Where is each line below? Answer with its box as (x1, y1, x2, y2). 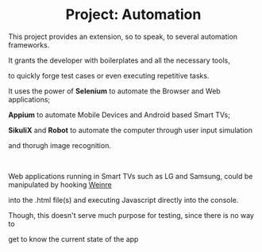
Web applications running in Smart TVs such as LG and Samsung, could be (8, 171, 253, 181)
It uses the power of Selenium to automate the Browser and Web (8, 86, 221, 96)
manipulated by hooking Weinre (8, 180, 113, 189)
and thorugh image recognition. (8, 140, 111, 150)
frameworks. (8, 40, 50, 49)
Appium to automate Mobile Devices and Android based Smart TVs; (8, 109, 230, 120)
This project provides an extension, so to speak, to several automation (8, 32, 238, 41)
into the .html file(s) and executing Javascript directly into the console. (8, 195, 239, 204)
